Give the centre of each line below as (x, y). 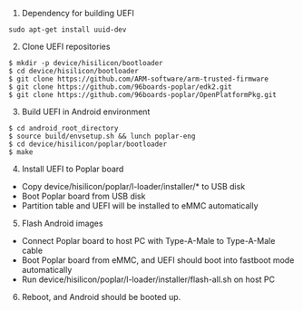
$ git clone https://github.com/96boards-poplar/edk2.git (120, 87)
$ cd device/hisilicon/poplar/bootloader (88, 144)
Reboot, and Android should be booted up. (101, 297)
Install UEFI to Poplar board (73, 169)
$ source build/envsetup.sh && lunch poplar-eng (102, 136)
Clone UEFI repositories (66, 46)
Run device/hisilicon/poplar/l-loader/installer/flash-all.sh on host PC (148, 279)
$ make (21, 152)
